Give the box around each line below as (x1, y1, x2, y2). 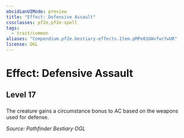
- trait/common (11, 31, 49, 36)
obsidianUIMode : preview (6, 8, 67, 15)
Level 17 (6, 90, 36, 100)
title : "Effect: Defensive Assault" (6, 14, 96, 20)
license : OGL (6, 42, 38, 48)
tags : (6, 25, 19, 31)
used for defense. (6, 114, 49, 121)
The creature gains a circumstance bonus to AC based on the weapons (6, 107, 179, 115)
